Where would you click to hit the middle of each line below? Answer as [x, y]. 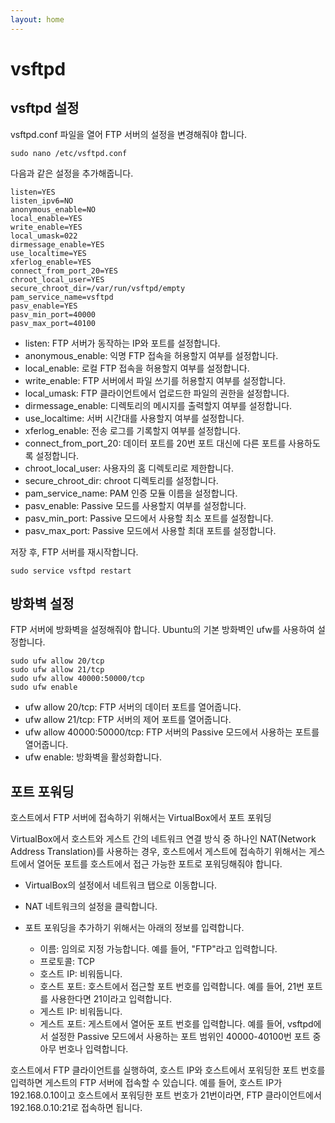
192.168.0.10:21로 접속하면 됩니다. [76, 1108]
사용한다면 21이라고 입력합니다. [111, 999]
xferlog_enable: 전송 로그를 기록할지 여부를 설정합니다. [133, 430]
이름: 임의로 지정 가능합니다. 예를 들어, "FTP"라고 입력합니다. [158, 949]
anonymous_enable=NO [53, 209]
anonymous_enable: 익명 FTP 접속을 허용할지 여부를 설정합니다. [151, 355]
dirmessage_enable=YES [57, 244]
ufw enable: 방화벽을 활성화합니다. [93, 757]
